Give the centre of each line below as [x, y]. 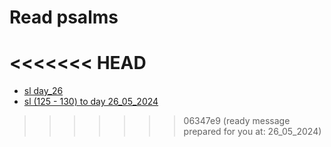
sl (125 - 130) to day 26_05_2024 [91, 102]
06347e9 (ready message [237, 121]
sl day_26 [43, 91]
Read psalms [64, 17]
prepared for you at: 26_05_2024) [252, 132]
